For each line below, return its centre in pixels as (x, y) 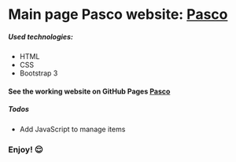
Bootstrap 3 (39, 73)
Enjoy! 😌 (26, 149)
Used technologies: (41, 36)
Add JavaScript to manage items (72, 129)
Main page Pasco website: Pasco (118, 15)
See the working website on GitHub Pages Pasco (89, 91)
